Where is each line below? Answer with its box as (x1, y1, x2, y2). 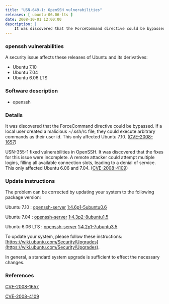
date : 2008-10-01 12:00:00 (5, 17, 62, 22)
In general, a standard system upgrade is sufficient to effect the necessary (5, 254, 160, 260)
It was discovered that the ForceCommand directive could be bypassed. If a (5, 123, 162, 129)
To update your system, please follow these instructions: (5, 233, 122, 240)
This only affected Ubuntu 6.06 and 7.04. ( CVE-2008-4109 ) (5, 165, 128, 171)
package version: (5, 194, 41, 200)
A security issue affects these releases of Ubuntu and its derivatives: (5, 54, 148, 61)
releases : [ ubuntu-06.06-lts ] (5, 12, 73, 17)
